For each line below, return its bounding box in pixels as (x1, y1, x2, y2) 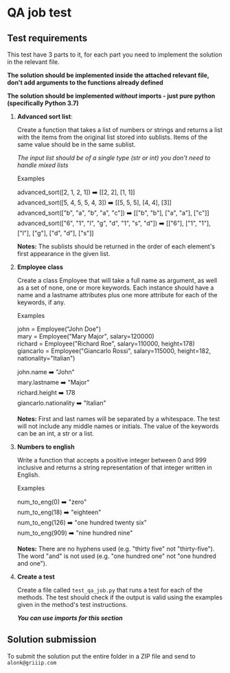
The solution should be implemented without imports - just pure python (7, 92, 216, 100)
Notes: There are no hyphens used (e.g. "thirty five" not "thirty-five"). (16, 545, 215, 553)
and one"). (16, 559, 47, 567)
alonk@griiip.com (7, 659, 57, 666)
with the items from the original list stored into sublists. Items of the (16, 133, 208, 141)
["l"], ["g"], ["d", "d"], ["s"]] (16, 229, 94, 237)
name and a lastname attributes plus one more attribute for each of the (16, 291, 218, 299)
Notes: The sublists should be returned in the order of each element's (16, 242, 216, 250)
